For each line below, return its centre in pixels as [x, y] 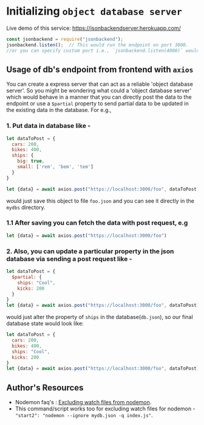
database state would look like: [45, 323]
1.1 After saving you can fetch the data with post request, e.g [97, 223]
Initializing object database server [94, 11]
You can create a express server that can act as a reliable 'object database [100, 84]
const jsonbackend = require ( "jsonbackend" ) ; [65, 39]
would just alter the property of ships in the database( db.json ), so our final [100, 317]
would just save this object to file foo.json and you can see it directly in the [100, 201]
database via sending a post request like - [69, 259]
